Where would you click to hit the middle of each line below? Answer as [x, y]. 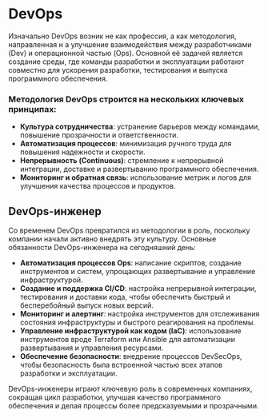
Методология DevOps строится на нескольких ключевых [126, 99]
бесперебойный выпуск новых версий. [87, 305]
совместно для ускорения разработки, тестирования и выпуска [118, 70]
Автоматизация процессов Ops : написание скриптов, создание [130, 263]
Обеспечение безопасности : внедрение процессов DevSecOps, [131, 356]
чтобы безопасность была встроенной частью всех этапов [121, 365]
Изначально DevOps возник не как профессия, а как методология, [122, 36]
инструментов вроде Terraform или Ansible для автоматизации [128, 340]
